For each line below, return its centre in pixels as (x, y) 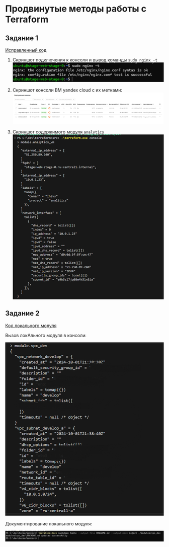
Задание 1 (22, 38)
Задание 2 (22, 313)
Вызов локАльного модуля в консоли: (46, 335)
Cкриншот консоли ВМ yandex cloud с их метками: (67, 90)
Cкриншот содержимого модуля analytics (58, 132)
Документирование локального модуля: (49, 523)
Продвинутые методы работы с (76, 9)
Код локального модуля (31, 326)
